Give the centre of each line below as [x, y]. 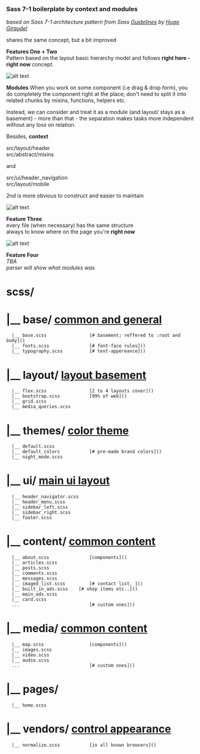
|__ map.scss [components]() [69, 645]
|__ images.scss [32, 650]
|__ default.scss [33, 447]
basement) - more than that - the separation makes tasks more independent [100, 118]
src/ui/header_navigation [37, 178]
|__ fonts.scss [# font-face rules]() [79, 346]
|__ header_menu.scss [39, 502]
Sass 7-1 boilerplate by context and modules [72, 9]
